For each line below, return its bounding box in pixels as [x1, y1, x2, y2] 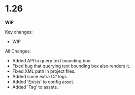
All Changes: [5, 48, 31, 54]
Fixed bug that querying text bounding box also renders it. [12, 63, 131, 69]
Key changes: [5, 29, 33, 35]
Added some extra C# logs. [12, 73, 68, 79]
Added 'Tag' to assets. [12, 84, 58, 90]
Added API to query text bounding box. [12, 57, 92, 63]
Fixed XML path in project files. [12, 68, 76, 74]
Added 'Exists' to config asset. [12, 79, 75, 85]
